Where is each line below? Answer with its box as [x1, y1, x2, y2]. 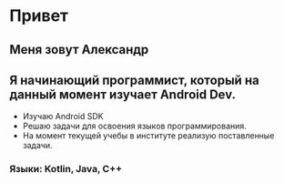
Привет [9, 5, 69, 26]
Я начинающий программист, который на [9, 72, 259, 87]
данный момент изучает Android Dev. [9, 86, 237, 102]
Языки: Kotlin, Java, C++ [9, 163, 123, 176]
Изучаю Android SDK [22, 111, 104, 122]
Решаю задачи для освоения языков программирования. [22, 120, 248, 132]
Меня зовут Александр [9, 42, 149, 57]
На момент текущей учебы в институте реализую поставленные [22, 130, 275, 141]
